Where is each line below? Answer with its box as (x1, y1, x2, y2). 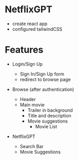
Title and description (27, 112, 71, 118)
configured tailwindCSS (12, 26, 63, 32)
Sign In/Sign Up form (19, 71, 65, 77)
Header (19, 96, 36, 102)
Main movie (19, 102, 45, 108)
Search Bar (19, 143, 44, 149)
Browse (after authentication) (12, 86, 74, 92)
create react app (12, 21, 48, 27)
